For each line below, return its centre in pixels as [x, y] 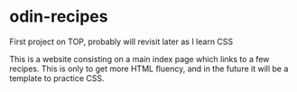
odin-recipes [59, 17]
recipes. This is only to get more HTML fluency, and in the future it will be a [149, 69]
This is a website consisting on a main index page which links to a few [139, 59]
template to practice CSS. [57, 78]
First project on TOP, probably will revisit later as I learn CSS [121, 41]
